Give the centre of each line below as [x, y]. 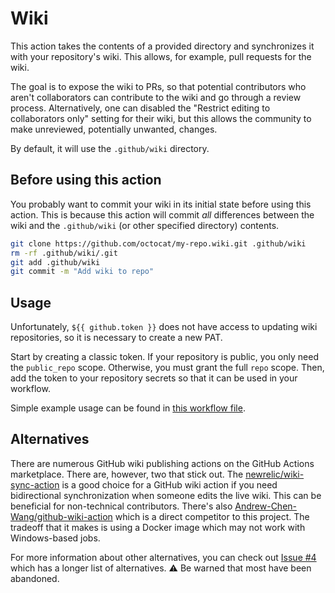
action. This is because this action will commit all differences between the [162, 214]
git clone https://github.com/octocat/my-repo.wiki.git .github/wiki [158, 243]
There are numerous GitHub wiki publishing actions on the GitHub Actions [162, 463]
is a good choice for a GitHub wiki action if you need [169, 484]
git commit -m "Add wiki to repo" [82, 272]
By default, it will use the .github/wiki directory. [110, 148]
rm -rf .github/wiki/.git [64, 253]
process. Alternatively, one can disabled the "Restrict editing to [140, 108]
